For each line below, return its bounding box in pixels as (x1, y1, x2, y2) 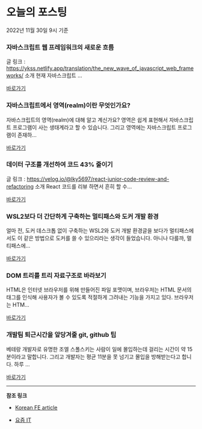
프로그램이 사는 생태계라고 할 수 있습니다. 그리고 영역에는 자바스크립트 (12, 124, 176, 131)
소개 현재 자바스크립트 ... (25, 72, 82, 79)
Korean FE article (14, 404, 58, 411)
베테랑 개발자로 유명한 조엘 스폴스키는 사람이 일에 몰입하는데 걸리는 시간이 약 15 (6, 345, 193, 352)
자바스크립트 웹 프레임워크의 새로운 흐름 (6, 43, 114, 51)
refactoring (6, 183, 34, 190)
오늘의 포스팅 (6, 5, 67, 19)
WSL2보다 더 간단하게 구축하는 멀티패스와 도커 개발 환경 (6, 212, 159, 221)
